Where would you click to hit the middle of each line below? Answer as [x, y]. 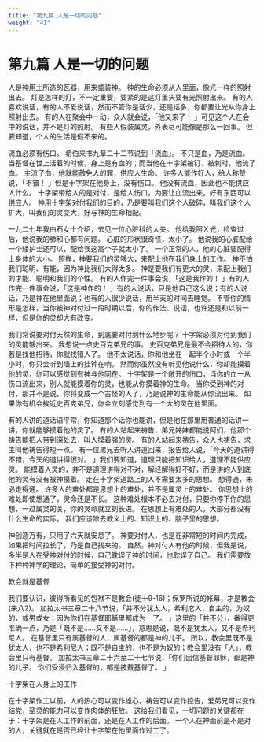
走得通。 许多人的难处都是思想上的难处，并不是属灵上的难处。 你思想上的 [134, 489]
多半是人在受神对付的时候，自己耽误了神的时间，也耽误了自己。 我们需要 [126, 555]
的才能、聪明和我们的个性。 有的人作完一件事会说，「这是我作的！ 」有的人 [129, 278]
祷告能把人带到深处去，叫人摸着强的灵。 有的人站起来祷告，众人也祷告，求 [130, 440]
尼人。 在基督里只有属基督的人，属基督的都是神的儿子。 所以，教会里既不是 [130, 638]
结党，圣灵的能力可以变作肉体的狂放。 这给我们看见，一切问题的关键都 [123, 710]
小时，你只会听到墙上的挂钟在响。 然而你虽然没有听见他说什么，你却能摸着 [130, 364]
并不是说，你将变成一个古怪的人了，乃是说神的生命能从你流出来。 [135, 394]
